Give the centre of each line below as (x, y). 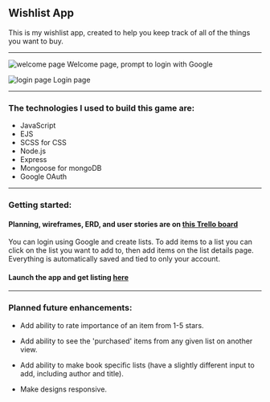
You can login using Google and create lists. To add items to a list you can (131, 242)
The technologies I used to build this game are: (102, 108)
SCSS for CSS (43, 143)
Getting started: (40, 205)
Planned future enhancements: (70, 308)
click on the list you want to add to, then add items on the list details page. (131, 250)
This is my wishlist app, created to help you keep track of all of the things (129, 32)
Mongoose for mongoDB (61, 169)
